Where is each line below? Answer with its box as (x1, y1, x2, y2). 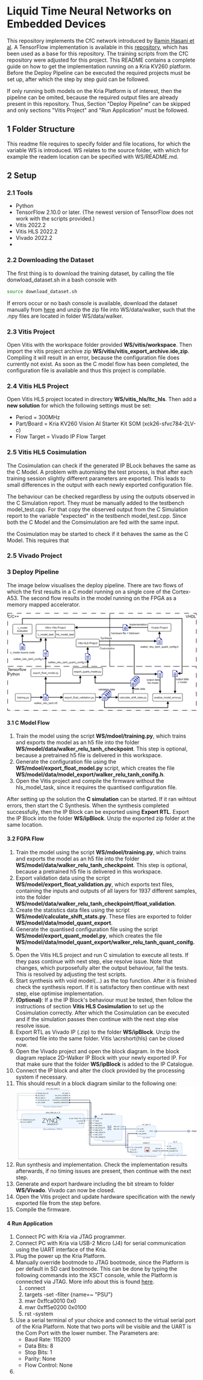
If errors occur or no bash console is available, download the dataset (7, 299, 178, 306)
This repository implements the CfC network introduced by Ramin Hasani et (7, 37, 195, 44)
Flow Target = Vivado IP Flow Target (15, 433, 106, 440)
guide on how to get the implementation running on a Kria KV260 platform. (7, 62, 192, 70)
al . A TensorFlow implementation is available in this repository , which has (7, 44, 189, 51)
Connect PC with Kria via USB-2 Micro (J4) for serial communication (15, 1240, 186, 1247)
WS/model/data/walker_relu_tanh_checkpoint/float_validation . (15, 900, 176, 907)
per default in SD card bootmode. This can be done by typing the (15, 1265, 178, 1272)
